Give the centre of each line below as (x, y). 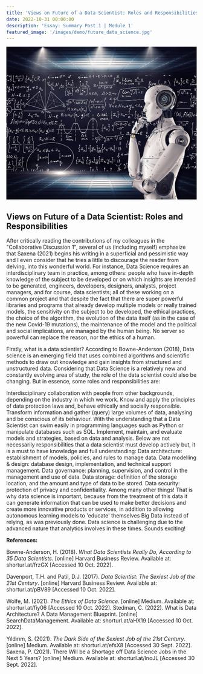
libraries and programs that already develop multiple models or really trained (101, 305)
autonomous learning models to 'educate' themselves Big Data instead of (98, 516)
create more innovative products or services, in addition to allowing (90, 509)
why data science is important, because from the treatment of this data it (97, 496)
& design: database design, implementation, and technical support (89, 464)
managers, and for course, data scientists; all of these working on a (90, 292)
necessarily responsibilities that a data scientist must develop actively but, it (101, 445)
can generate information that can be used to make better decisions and (96, 503)
